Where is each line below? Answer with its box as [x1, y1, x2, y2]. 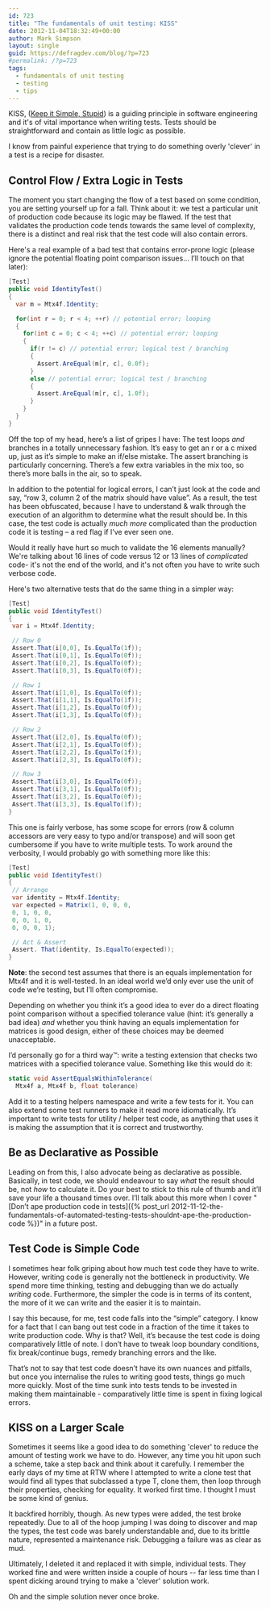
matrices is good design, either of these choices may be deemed [8, 1026, 224, 1036]
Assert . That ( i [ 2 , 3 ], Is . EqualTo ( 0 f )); [11, 756, 143, 764]
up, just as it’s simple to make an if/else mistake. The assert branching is [8, 451, 248, 461]
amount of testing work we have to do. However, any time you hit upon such [8, 1451, 261, 1461]
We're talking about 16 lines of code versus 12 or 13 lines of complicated [8, 551, 248, 561]
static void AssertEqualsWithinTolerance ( [8, 1074, 153, 1083]
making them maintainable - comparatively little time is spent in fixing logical [8, 1389, 263, 1398]
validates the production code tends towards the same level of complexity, [8, 221, 255, 231]
